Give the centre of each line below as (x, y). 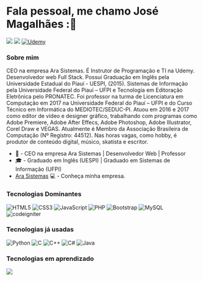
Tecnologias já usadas (40, 229)
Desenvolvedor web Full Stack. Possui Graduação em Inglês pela (88, 77)
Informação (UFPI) (38, 169)
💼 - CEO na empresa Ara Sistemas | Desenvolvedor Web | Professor (100, 154)
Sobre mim (23, 57)
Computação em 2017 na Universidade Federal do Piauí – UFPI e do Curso (99, 103)
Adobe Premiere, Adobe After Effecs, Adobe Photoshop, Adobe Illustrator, (99, 122)
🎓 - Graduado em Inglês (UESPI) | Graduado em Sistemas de (93, 161)
